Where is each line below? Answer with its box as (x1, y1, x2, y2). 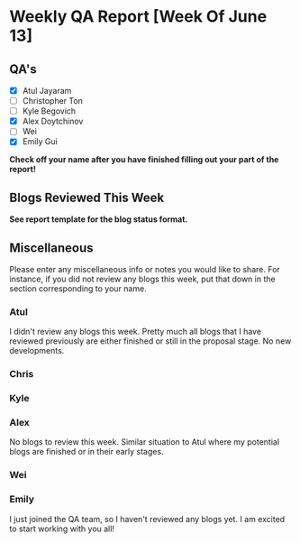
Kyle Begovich (22, 106, 77, 116)
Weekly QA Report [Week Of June (9, 6, 268, 27)
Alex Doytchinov (22, 115, 84, 127)
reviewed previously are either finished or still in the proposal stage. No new (9, 336, 292, 346)
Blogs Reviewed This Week (9, 189, 165, 205)
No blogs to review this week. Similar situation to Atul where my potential (9, 437, 280, 447)
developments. (9, 345, 65, 356)
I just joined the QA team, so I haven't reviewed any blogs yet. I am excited (9, 513, 286, 524)
